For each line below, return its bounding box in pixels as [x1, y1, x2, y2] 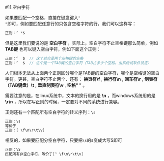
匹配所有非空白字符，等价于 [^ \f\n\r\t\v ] [5, 152, 83, 157]
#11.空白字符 [5, 4, 30, 10]
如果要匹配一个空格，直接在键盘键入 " [5, 15, 81, 21]
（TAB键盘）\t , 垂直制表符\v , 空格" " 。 [5, 82, 87, 88]
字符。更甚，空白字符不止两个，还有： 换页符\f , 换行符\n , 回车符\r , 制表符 [5, 76, 158, 82]
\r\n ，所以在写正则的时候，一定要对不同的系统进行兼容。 [5, 98, 122, 104]
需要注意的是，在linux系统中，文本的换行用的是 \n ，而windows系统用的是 [5, 92, 156, 98]
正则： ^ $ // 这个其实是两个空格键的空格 [5, 56, 83, 61]
